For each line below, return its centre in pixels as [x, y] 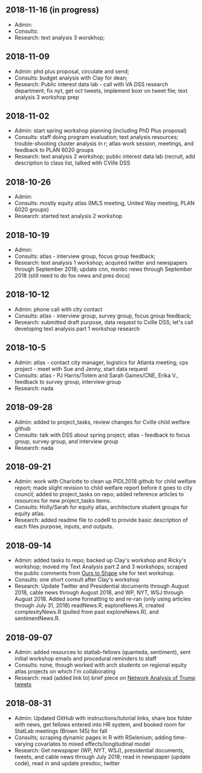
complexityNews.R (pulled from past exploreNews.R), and [86, 612]
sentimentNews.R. [37, 618]
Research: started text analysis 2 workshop [68, 216]
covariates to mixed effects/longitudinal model [93, 744]
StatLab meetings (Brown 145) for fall [61, 730]
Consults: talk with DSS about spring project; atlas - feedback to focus [102, 435]
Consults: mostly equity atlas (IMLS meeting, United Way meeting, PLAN [104, 203]
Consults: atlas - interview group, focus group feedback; [85, 256]
